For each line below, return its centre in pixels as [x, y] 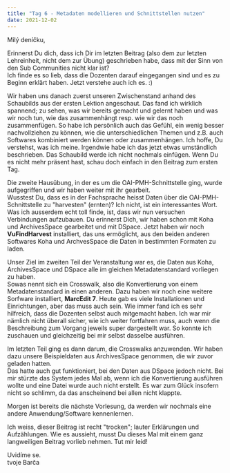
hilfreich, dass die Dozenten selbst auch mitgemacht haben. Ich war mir [109, 313]
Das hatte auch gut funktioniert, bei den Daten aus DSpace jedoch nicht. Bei [115, 371]
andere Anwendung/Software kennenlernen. [70, 413]
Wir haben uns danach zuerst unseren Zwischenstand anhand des [102, 96]
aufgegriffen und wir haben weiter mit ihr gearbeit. [79, 190]
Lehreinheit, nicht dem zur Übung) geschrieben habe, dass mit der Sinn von [115, 60]
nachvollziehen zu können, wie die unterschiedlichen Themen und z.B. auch [115, 133]
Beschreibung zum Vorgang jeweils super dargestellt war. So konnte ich [109, 328]
